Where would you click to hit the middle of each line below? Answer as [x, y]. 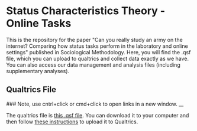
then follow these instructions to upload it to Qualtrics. [72, 122]
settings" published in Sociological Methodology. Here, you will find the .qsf [98, 52]
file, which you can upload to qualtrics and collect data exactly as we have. [98, 58]
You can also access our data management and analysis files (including [93, 65]
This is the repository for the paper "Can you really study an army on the [95, 40]
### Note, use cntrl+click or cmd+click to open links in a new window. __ [95, 104]
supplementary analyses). [38, 71]
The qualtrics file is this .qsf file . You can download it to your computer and [98, 115]
